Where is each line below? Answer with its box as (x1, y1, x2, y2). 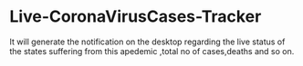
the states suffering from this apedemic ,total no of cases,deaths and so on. (9, 45, 295, 56)
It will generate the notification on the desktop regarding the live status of (9, 36, 286, 47)
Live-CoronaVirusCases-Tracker (9, 6, 262, 27)
